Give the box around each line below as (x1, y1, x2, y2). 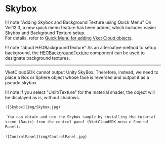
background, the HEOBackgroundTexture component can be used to (5, 50, 145, 56)
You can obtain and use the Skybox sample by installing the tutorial (7, 114, 156, 119)
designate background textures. (5, 55, 70, 61)
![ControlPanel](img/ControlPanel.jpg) (5, 134, 87, 139)
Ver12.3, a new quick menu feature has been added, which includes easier (5, 24, 157, 30)
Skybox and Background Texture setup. (5, 30, 85, 36)
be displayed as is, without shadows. (5, 94, 80, 100)
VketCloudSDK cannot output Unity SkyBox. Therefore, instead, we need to (5, 69, 159, 75)
